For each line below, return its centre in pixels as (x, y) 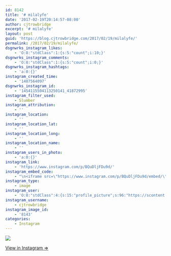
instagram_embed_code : (29, 172)
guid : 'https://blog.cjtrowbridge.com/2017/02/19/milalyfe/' (72, 39)
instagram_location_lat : (32, 124)
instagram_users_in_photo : (34, 153)
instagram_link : (22, 162)
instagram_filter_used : (31, 96)
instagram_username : (27, 200)
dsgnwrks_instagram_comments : (37, 57)
